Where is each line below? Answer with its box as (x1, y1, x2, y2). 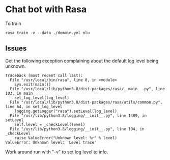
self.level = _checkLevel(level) (14, 122, 86, 127)
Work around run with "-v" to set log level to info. (5, 149, 108, 155)
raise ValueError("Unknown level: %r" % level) (14, 135, 117, 141)
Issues (5, 44, 27, 53)
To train (5, 20, 21, 26)
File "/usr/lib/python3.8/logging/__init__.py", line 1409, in (10, 113, 147, 118)
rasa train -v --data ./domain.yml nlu (5, 30, 90, 35)
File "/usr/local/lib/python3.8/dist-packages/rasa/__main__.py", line (10, 86, 165, 91)
